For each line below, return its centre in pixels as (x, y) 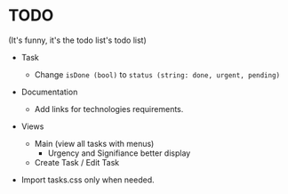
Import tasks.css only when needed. (88, 180)
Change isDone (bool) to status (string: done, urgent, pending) (157, 74)
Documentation (49, 92)
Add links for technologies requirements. (109, 109)
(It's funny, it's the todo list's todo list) (78, 40)
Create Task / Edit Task (77, 162)
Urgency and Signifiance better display (119, 153)
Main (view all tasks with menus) (94, 143)
